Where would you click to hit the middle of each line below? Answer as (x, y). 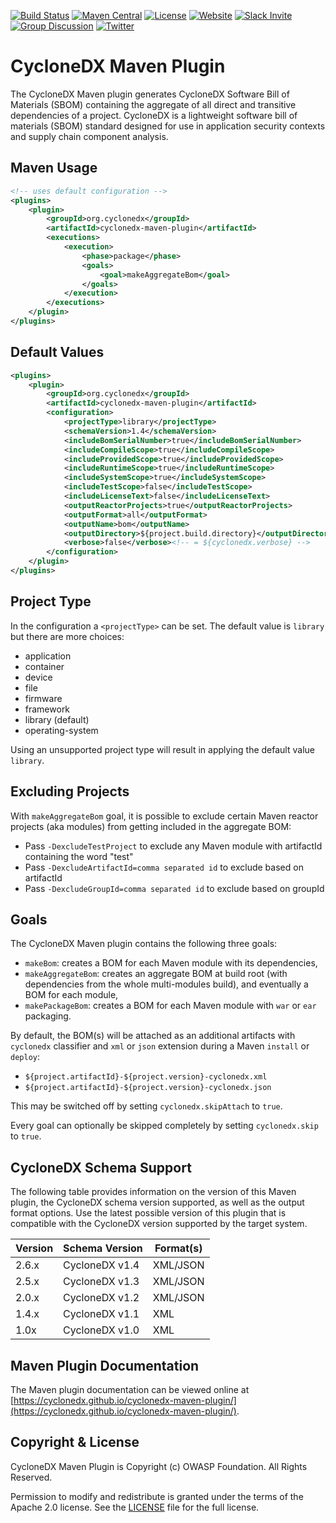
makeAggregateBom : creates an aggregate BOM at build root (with (156, 974)
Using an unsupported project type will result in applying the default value (162, 749)
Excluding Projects (70, 791)
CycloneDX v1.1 (101, 1314)
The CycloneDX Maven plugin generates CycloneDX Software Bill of (150, 94)
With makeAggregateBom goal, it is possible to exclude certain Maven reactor (164, 816)
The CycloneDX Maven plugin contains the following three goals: (144, 944)
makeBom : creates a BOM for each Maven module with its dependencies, (171, 963)
